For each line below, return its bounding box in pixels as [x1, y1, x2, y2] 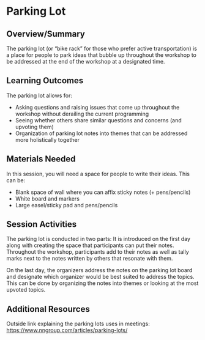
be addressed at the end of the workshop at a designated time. [6, 58, 165, 65]
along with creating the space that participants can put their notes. [6, 242, 174, 249]
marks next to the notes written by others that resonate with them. [6, 255, 173, 262]
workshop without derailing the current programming [15, 110, 149, 117]
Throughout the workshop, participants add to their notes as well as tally [6, 248, 190, 256]
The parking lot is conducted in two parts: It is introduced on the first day [6, 235, 191, 243]
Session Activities [6, 219, 77, 230]
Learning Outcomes [6, 75, 84, 86]
